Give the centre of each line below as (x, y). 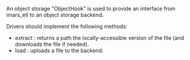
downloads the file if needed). (52, 44)
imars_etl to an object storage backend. (55, 15)
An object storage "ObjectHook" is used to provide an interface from (91, 9)
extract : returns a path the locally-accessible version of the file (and (99, 38)
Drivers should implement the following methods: (67, 26)
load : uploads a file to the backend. (59, 50)
